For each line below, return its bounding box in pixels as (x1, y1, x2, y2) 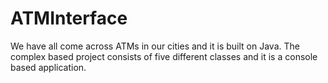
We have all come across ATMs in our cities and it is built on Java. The (10, 40, 300, 52)
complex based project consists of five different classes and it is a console (10, 50, 318, 62)
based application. (10, 61, 87, 73)
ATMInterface (10, 7, 128, 30)
